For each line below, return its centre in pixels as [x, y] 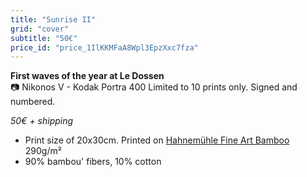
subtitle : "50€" [44, 38]
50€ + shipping [42, 121]
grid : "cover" [40, 29]
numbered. [33, 102]
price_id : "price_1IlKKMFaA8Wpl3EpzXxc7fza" [104, 47]
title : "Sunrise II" [53, 19]
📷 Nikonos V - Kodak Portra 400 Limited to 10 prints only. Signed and [154, 87]
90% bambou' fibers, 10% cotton [93, 162]
